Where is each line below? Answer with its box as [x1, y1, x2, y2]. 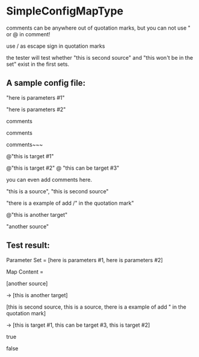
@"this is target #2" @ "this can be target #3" [6, 164, 120, 172]
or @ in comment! [6, 30, 51, 37]
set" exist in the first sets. [6, 60, 70, 68]
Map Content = [6, 268, 44, 275]
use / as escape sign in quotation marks [6, 42, 105, 50]
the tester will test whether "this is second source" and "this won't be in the [6, 54, 194, 61]
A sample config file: [6, 78, 86, 88]
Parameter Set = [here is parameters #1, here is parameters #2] [6, 256, 164, 263]
